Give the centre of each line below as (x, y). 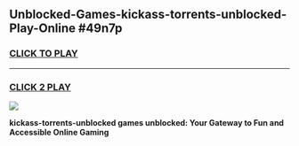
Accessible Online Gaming (59, 132)
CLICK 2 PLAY (40, 87)
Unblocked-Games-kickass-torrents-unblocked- (148, 15)
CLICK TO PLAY (44, 54)
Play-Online (42, 29)
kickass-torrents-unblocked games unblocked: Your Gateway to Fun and (147, 122)
